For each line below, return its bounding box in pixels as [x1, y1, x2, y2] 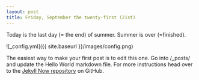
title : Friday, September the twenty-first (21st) [6, 14, 136, 20]
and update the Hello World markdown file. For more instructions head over [6, 61, 193, 68]
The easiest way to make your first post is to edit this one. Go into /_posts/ [6, 54, 191, 61]
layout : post [6, 8, 39, 15]
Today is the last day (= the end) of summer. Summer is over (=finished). [6, 31, 186, 38]
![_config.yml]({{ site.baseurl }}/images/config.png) [6, 43, 133, 50]
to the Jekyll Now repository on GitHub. [6, 67, 104, 74]
